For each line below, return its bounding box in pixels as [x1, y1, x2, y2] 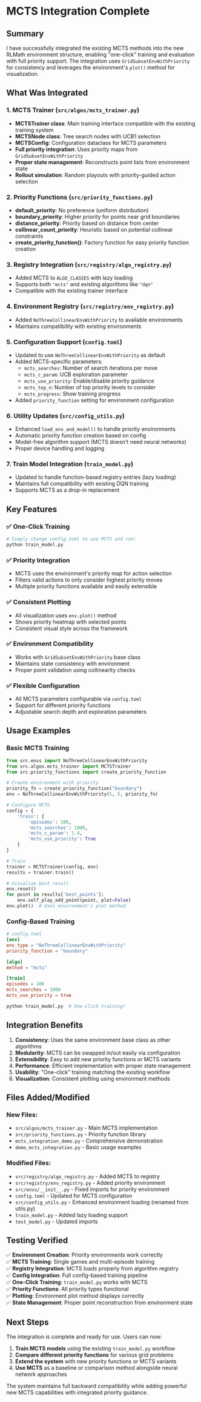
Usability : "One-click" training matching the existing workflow [15, 1068, 171, 1076]
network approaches [15, 1370, 67, 1378]
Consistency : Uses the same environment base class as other [15, 1036, 171, 1044]
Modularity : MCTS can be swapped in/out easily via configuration [15, 1049, 180, 1056]
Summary [6, 29, 44, 39]
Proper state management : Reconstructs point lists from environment [15, 158, 189, 166]
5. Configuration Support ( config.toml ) [6, 338, 122, 346]
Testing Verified [6, 1235, 68, 1246]
